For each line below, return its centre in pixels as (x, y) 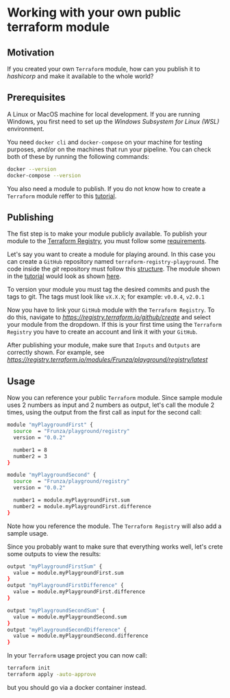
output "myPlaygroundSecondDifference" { (67, 630)
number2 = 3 (30, 456)
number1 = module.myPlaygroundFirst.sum (72, 500)
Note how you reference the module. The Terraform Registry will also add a (114, 526)
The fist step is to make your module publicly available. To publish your (107, 234)
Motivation (31, 52)
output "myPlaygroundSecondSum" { (56, 610)
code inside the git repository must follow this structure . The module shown (114, 269)
